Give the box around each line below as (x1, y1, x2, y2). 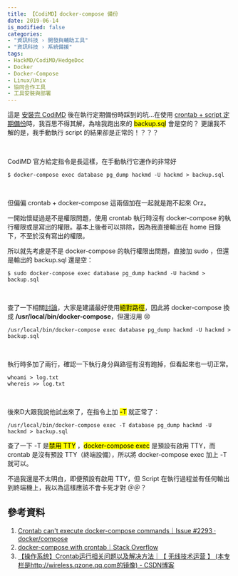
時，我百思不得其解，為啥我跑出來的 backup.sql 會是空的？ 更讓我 (26, 119, 220, 128)
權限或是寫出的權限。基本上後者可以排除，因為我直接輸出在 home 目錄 (13, 222, 221, 232)
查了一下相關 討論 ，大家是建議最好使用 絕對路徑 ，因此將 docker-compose (7, 304, 222, 312)
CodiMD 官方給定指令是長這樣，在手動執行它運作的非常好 (7, 158, 177, 166)
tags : (7, 51, 24, 58)
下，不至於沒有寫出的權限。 (7, 232, 89, 240)
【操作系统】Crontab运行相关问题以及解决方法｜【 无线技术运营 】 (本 (17, 552, 224, 560)
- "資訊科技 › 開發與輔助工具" (7, 37, 88, 44)
